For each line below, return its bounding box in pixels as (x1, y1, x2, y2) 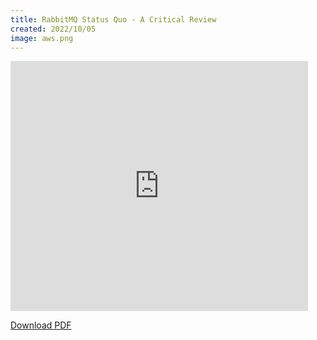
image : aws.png (10, 33, 74, 43)
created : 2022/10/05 (10, 24, 97, 34)
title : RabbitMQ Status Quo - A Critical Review (10, 14, 217, 25)
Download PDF (10, 319, 72, 331)
